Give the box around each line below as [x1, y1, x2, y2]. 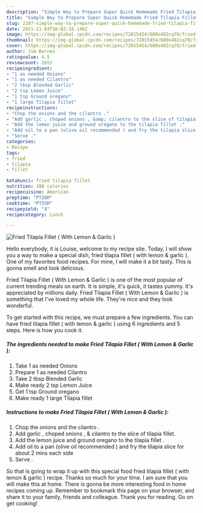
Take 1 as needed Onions [14, 362, 78, 370]
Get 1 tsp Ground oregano [14, 388, 80, 395]
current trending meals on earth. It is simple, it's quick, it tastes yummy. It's [6, 283, 193, 290]
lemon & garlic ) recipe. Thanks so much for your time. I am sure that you [6, 474, 188, 481]
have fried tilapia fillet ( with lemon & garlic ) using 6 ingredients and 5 [6, 320, 181, 327]
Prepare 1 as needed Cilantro [14, 369, 88, 376]
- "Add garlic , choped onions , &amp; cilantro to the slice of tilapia [6, 116, 196, 122]
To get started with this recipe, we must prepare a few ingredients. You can [6, 313, 193, 321]
